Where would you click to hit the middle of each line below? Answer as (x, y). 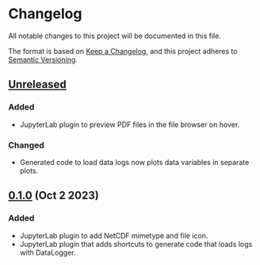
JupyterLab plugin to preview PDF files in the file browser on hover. (130, 125)
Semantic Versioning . (43, 60)
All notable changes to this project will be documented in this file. (115, 36)
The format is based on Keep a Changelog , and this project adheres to (123, 51)
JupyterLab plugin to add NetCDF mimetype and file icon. (114, 236)
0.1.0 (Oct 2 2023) (54, 196)
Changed (27, 145)
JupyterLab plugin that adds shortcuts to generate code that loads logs (136, 244)
